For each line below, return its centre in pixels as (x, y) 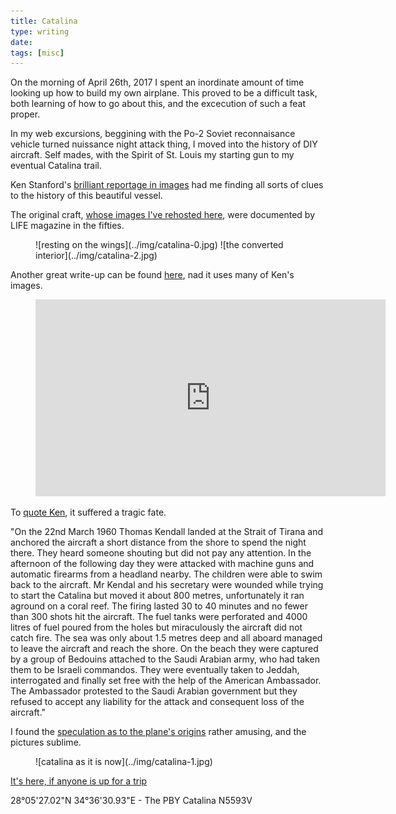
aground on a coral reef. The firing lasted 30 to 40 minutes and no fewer (159, 606)
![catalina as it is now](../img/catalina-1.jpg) (124, 762)
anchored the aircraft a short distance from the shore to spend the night (158, 542)
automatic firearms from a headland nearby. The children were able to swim (166, 574)
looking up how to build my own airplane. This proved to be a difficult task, (164, 93)
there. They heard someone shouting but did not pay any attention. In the (161, 553)
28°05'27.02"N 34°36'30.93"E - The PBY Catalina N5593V (131, 801)
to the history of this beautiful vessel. (86, 196)
